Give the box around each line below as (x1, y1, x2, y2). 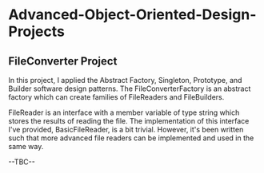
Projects (8, 22, 66, 41)
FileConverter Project (8, 54, 118, 68)
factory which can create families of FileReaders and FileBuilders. (8, 92, 225, 101)
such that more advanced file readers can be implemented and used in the (8, 133, 254, 143)
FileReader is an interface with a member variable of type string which (8, 108, 240, 117)
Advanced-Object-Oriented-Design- (8, 6, 257, 24)
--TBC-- (8, 157, 36, 167)
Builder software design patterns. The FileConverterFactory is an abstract (8, 84, 251, 93)
